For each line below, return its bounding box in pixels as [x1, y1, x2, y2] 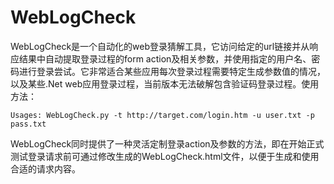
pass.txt [10, 119, 47, 129]
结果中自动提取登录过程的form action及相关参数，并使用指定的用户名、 [18, 52, 312, 65]
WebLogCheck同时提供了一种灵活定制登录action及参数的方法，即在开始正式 [10, 137, 325, 150]
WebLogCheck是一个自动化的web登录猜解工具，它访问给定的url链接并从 [10, 40, 310, 52]
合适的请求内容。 [10, 162, 81, 175]
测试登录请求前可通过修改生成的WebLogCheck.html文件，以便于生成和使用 [10, 150, 320, 162]
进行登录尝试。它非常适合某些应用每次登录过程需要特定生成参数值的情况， [18, 65, 326, 77]
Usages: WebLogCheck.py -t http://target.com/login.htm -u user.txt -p [10, 110, 315, 120]
